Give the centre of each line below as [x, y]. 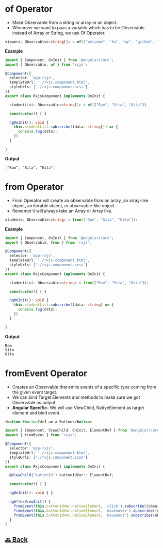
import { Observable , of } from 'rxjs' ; [47, 64]
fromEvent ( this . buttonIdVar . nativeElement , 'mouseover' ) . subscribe [83, 510]
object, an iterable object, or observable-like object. [64, 205]
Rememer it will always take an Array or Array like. [62, 211]
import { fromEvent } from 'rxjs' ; [41, 435]
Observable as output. [34, 402]
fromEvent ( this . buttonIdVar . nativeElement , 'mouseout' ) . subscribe [82, 515]
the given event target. [35, 392]
